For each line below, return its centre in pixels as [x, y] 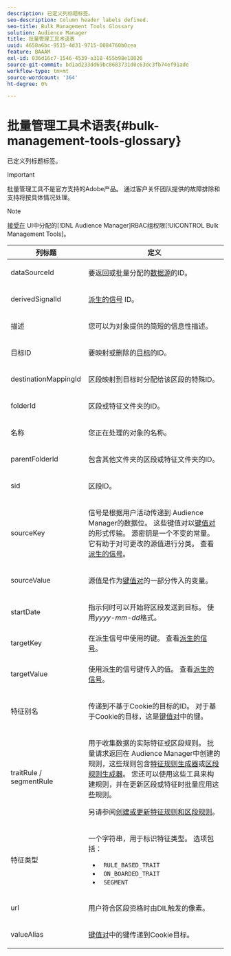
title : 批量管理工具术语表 [41, 39]
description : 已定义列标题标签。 [51, 13]
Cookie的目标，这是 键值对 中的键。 [151, 717]
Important [21, 175]
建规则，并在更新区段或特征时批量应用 [150, 785]
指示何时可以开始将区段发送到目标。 [147, 607]
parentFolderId [34, 459]
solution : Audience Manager [47, 33]
